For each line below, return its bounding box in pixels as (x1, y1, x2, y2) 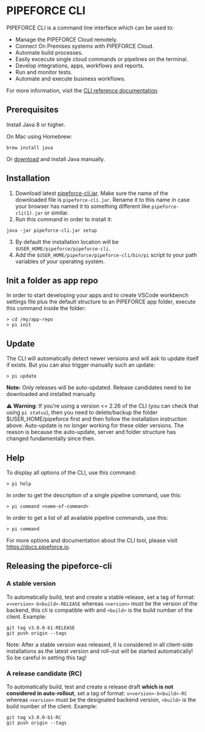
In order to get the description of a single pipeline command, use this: (6, 492, 182, 498)
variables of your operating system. (15, 257, 105, 265)
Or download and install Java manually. (6, 155, 105, 162)
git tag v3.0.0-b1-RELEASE (6, 625, 75, 631)
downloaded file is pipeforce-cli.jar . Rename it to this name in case (15, 196, 190, 203)
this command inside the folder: (6, 305, 86, 312)
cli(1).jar (15, 210, 43, 216)
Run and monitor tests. (15, 68, 73, 75)
